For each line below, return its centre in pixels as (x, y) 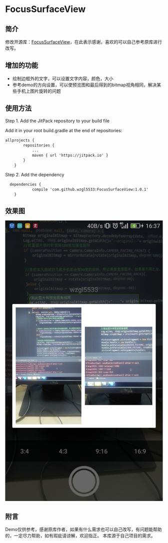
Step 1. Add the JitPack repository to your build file (57, 121)
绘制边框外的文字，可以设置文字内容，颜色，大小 (63, 78)
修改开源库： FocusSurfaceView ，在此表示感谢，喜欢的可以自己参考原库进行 (84, 42)
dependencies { (25, 184)
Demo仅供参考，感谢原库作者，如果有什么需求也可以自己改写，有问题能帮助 (83, 529)
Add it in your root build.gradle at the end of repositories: (64, 130)
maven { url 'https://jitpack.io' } (70, 155)
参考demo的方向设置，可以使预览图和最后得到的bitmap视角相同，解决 (84, 85)
